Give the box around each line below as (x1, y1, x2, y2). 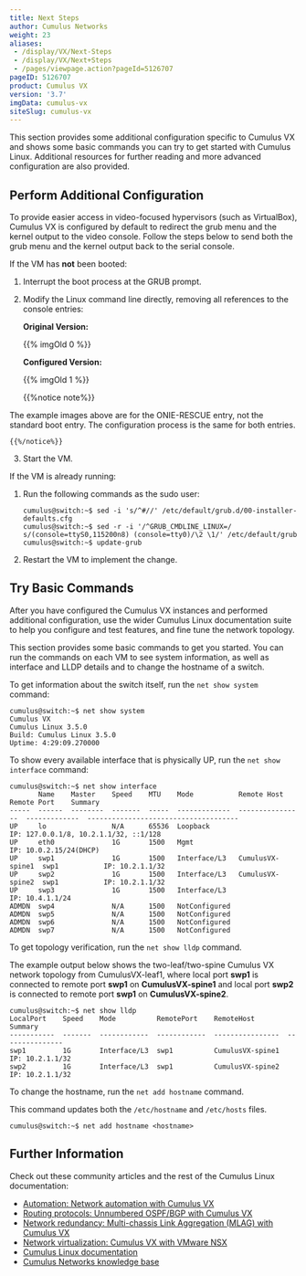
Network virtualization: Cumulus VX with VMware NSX (22, 1237, 227, 1248)
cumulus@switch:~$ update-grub (22, 538, 142, 548)
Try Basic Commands (9, 581, 134, 596)
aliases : (9, 38, 43, 48)
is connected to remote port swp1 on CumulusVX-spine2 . (9, 988, 229, 999)
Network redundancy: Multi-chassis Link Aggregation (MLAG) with (22, 1217, 274, 1229)
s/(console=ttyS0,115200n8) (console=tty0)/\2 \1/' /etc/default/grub (22, 531, 298, 540)
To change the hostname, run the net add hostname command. (9, 1086, 245, 1097)
